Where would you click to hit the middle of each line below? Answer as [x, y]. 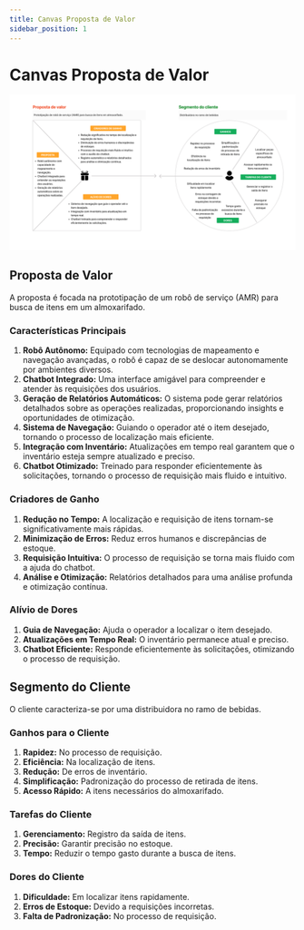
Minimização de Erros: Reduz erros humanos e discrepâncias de [144, 538]
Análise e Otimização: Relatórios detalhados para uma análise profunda [157, 577]
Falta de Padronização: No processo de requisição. [119, 915]
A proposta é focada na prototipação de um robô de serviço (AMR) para [144, 297]
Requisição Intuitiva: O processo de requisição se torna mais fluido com [158, 557]
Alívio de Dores [44, 610]
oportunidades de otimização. [78, 418]
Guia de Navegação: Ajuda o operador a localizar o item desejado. [147, 630]
